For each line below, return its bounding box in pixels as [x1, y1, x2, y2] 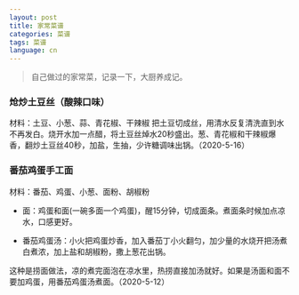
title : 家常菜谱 [9, 21, 64, 30]
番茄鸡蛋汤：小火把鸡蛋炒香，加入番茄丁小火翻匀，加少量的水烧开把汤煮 [21, 235, 287, 245]
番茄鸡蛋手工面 [9, 164, 74, 177]
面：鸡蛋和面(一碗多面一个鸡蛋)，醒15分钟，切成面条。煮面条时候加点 [21, 205, 279, 216]
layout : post [9, 12, 58, 22]
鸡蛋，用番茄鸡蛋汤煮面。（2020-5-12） [24, 276, 170, 287]
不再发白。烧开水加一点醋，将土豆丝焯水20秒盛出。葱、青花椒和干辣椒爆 [9, 129, 277, 140]
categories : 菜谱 [9, 29, 71, 38]
